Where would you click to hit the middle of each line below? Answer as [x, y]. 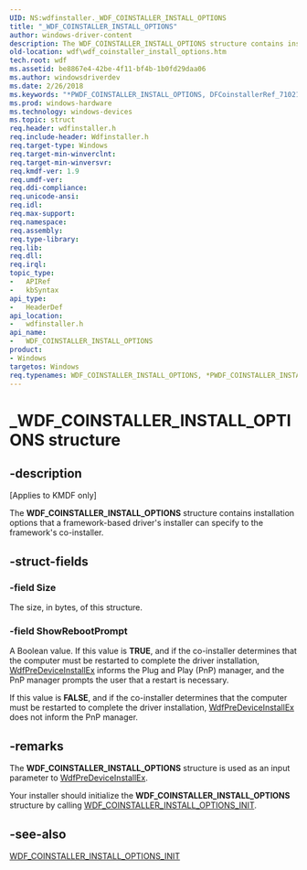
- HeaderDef [37, 307]
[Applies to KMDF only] [53, 496]
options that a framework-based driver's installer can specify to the [136, 523]
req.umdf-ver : [37, 179]
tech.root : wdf [38, 60]
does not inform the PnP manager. [74, 717]
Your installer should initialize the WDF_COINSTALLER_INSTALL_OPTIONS [150, 796]
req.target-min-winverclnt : [63, 154]
